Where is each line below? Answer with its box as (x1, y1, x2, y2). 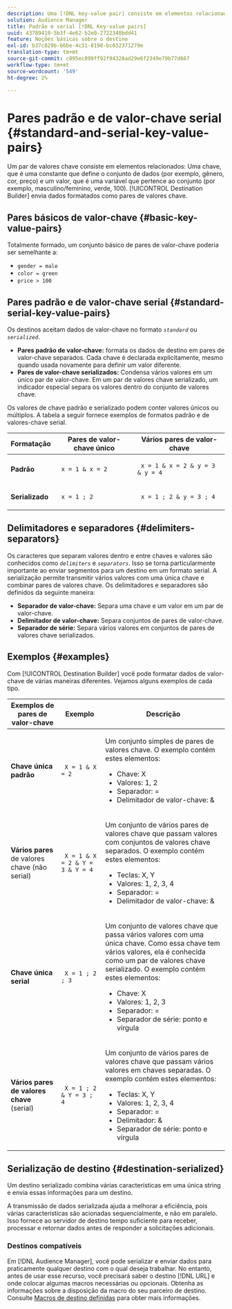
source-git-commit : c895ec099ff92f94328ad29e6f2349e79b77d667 (7, 55, 190, 62)
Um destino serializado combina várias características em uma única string (7, 1181, 221, 1189)
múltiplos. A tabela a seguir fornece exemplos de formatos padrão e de (7, 410, 210, 419)
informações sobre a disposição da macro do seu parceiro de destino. (7, 1286, 207, 1294)
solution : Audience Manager (7, 17, 88, 23)
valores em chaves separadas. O (104, 1065, 211, 1075)
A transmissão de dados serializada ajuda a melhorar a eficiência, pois (7, 1202, 208, 1210)
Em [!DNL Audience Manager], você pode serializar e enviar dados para (7, 1257, 212, 1265)
